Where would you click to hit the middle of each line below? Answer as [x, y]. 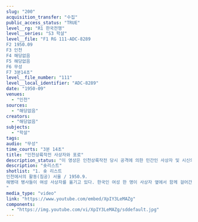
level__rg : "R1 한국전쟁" [35, 28]
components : [21, 204]
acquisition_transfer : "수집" [42, 17]
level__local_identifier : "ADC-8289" [52, 83]
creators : [18, 116]
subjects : [18, 127]
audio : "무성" [22, 144]
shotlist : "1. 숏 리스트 [34, 171]
